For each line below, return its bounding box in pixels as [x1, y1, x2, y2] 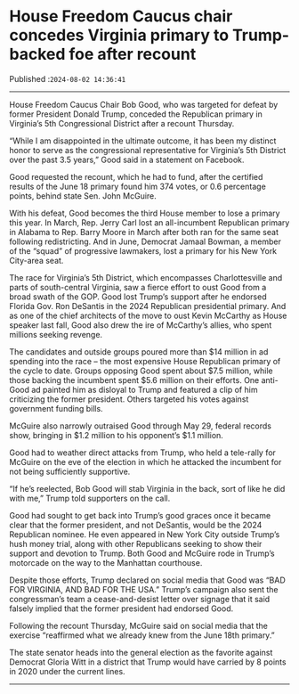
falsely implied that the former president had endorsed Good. [9, 603, 234, 614]
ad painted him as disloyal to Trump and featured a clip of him [30, 384, 258, 395]
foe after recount [69, 45, 197, 64]
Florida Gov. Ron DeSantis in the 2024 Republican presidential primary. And [9, 300, 287, 311]
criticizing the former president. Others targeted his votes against [9, 394, 249, 404]
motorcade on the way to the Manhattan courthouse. [9, 557, 203, 567]
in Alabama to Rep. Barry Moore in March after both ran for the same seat [9, 226, 279, 237]
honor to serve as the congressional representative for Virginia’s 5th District [9, 144, 287, 155]
